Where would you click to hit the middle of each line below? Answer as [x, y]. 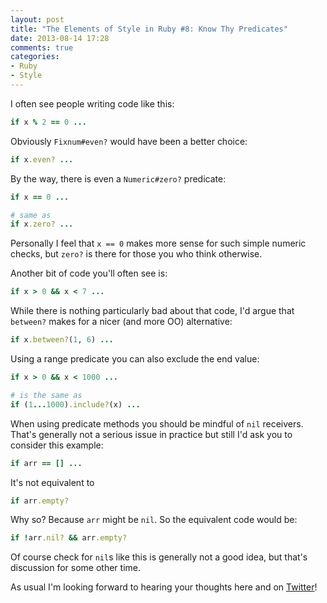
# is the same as [46, 395]
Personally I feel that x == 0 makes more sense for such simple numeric [158, 243]
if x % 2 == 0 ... [48, 122]
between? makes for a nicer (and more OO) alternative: [121, 322]
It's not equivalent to [52, 482]
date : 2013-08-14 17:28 [60, 38]
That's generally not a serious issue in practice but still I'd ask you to [151, 434]
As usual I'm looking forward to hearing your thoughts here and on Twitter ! [164, 587]
